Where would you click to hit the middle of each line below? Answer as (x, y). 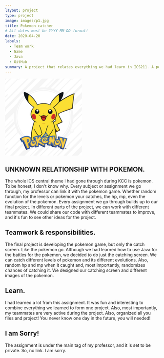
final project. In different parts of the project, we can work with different (77, 207)
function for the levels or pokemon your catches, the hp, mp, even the (75, 197)
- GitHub (18, 62)
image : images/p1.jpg (27, 20)
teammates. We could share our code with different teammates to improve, (80, 212)
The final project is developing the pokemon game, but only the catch (75, 244)
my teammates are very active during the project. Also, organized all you (78, 313)
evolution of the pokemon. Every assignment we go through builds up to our (82, 202)
